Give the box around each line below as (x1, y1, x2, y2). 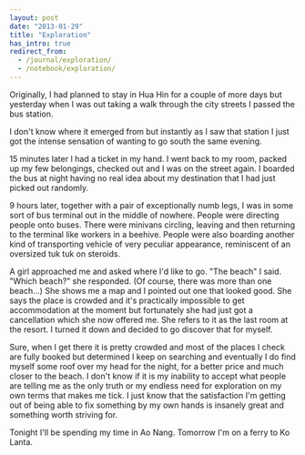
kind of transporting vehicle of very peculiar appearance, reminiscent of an (9, 238, 291, 249)
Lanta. (9, 436, 34, 447)
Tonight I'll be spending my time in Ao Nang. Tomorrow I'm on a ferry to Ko (9, 427, 290, 438)
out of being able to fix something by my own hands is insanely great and (9, 399, 285, 410)
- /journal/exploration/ (17, 56, 112, 65)
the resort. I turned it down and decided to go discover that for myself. (9, 324, 273, 335)
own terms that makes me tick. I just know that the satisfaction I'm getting (9, 389, 286, 400)
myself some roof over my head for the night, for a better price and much (9, 360, 284, 371)
